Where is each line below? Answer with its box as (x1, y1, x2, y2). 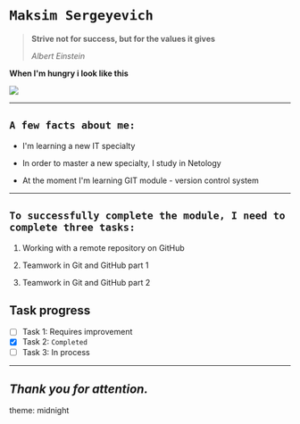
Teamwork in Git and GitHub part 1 (21, 260, 149, 270)
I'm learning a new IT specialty (21, 140, 136, 151)
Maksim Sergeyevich (9, 7, 154, 24)
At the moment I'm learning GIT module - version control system (21, 175, 259, 186)
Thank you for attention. (9, 381, 149, 396)
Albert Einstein (30, 50, 86, 61)
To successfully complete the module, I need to (9, 209, 286, 222)
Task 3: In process (21, 346, 91, 357)
